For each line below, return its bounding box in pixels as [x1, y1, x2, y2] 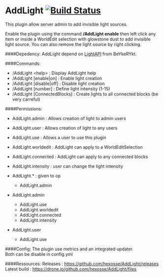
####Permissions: [5, 106, 42, 112]
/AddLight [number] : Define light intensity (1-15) [12, 85, 110, 91]
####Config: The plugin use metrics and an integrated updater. [5, 246, 134, 252]
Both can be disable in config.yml [5, 251, 73, 257]
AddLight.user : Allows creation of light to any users [12, 125, 118, 131]
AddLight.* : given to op [12, 173, 61, 179]
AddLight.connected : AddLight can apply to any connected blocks [12, 154, 148, 159]
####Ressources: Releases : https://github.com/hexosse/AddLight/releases [5, 261, 159, 267]
